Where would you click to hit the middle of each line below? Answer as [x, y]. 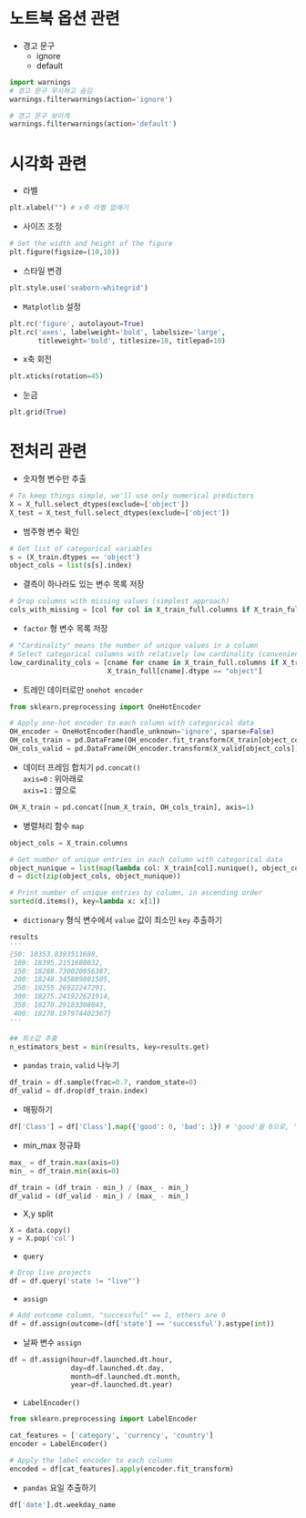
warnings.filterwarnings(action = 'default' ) [93, 124]
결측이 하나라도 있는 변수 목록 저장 [83, 584]
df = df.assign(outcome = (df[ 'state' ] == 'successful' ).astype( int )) [142, 1323]
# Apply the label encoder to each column [91, 1460]
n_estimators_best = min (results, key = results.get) [109, 1047]
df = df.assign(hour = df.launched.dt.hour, [91, 1359]
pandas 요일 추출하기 [59, 1487]
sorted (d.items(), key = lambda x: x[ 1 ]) [85, 902]
